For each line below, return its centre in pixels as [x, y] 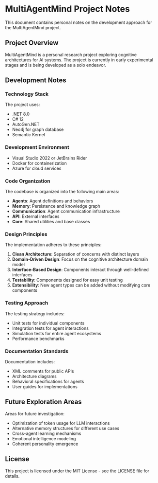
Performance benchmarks [38, 339]
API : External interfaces [36, 216]
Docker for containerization [39, 163]
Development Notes [36, 80]
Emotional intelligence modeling [44, 438]
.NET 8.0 [21, 114]
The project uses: [23, 105]
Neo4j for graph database [38, 129]
